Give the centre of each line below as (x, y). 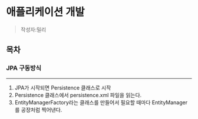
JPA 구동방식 (24, 68)
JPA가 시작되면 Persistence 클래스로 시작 (63, 87)
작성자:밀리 (33, 29)
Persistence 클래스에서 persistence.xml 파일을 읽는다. (78, 95)
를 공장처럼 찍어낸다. (38, 110)
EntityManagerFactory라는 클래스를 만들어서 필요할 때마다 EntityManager (101, 102)
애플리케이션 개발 (45, 12)
